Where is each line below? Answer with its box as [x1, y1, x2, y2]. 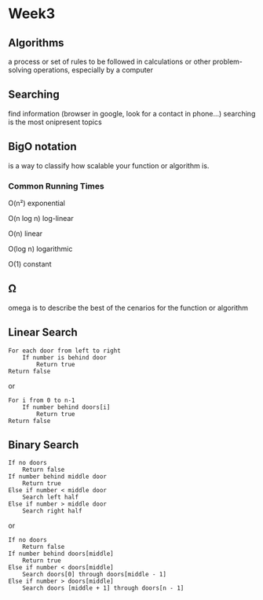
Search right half [22, 507, 82, 515]
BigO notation [8, 140, 77, 153]
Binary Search [8, 438, 79, 451]
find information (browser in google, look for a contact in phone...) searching [8, 109, 256, 118]
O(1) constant [8, 259, 52, 268]
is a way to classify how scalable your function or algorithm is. [8, 160, 210, 170]
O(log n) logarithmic [8, 244, 73, 253]
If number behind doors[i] [22, 403, 111, 411]
